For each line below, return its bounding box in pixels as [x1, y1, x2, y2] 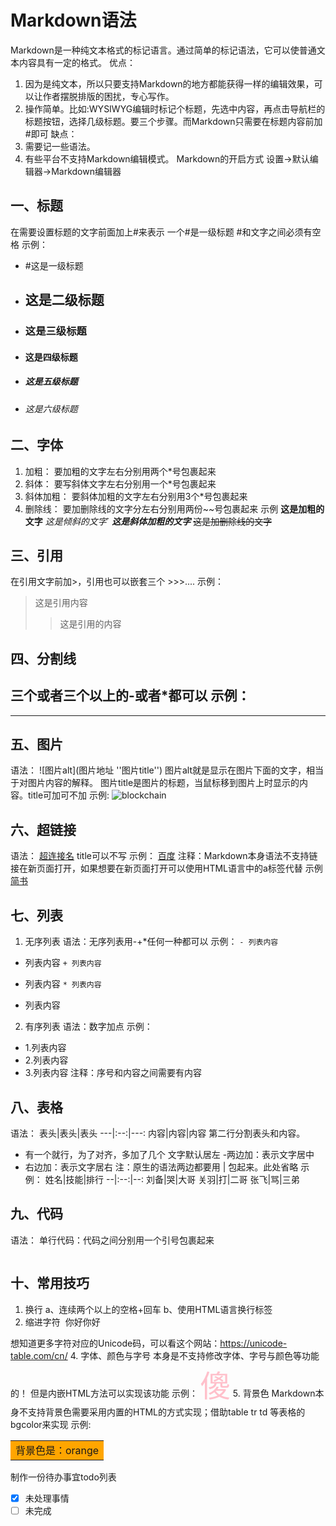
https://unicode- [219, 1337, 288, 1349]
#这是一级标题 [24, 259, 84, 271]
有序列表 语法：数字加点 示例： [24, 1021, 153, 1033]
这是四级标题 [24, 351, 78, 363]
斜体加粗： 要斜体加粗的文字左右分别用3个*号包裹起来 [24, 490, 248, 502]
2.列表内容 [24, 1054, 69, 1066]
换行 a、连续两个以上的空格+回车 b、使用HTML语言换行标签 [24, 1303, 273, 1315]
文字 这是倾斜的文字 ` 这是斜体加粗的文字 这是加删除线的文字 [24, 515, 273, 527]
